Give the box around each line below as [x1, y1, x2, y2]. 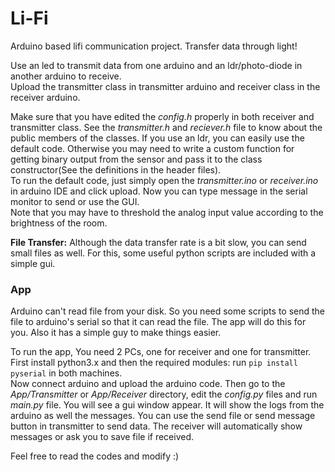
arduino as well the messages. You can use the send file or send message [10, 410, 316, 422]
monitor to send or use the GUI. [10, 195, 140, 207]
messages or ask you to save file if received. [10, 431, 195, 443]
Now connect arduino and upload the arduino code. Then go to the [10, 378, 286, 390]
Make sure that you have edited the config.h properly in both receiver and [10, 110, 315, 122]
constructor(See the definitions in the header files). [10, 163, 222, 176]
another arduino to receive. [10, 70, 122, 82]
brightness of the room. [10, 217, 108, 229]
